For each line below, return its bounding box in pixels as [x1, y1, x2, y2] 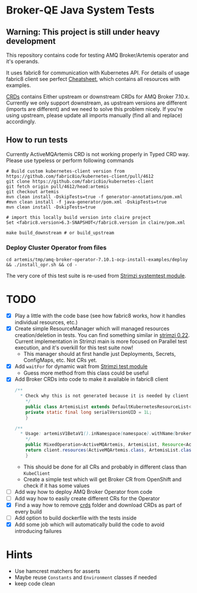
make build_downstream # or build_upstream [6, 230, 115, 235]
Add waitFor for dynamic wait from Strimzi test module [14, 363, 148, 370]
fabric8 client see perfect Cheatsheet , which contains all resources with [6, 76, 181, 82]
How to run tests [6, 135, 68, 145]
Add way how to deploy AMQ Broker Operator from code [14, 488, 153, 495]
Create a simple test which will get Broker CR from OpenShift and [23, 476, 182, 483]
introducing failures [14, 528, 62, 535]
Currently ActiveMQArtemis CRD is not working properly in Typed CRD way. [6, 150, 190, 157]
